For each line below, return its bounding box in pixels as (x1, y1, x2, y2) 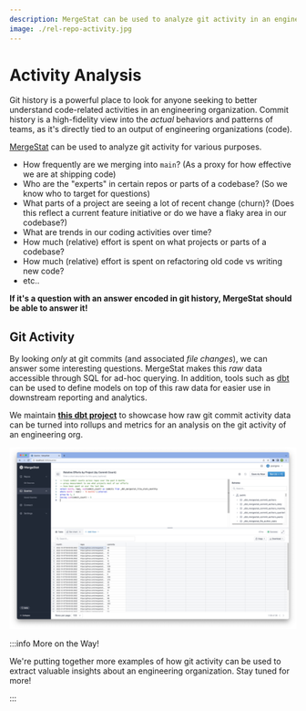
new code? (22, 265, 65, 277)
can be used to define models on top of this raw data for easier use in (9, 383, 271, 394)
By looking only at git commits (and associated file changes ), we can (9, 354, 268, 365)
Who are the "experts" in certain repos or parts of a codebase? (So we (22, 179, 289, 190)
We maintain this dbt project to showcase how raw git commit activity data (9, 410, 291, 421)
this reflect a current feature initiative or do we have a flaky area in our (22, 208, 287, 219)
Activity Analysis (9, 65, 142, 86)
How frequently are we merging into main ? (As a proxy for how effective (22, 160, 291, 170)
